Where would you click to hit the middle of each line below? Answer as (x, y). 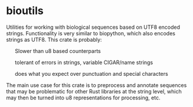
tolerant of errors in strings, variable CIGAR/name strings (84, 62)
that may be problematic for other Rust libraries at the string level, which (94, 91)
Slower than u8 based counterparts (58, 51)
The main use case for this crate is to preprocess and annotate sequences (97, 85)
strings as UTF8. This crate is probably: (54, 39)
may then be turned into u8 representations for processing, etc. (83, 98)
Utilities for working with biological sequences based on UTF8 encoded (93, 27)
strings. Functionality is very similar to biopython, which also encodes (91, 33)
